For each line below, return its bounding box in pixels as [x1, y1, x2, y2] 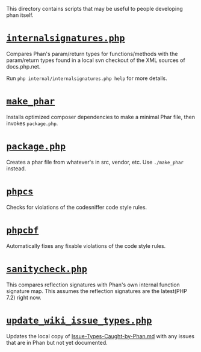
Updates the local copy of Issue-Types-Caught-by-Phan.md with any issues [6, 332, 194, 339]
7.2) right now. [6, 294, 42, 301]
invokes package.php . [6, 120, 58, 127]
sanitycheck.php [6, 263, 87, 274]
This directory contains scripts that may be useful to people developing [6, 5, 184, 12]
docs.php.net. [6, 63, 41, 70]
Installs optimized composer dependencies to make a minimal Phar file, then [6, 113, 196, 120]
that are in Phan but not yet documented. [6, 339, 108, 346]
